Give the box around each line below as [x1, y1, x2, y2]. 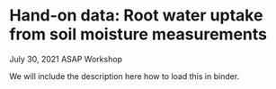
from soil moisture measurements [9, 24, 268, 44]
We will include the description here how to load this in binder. [9, 70, 240, 81]
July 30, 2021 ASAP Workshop [9, 53, 123, 64]
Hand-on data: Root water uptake [9, 5, 263, 26]
